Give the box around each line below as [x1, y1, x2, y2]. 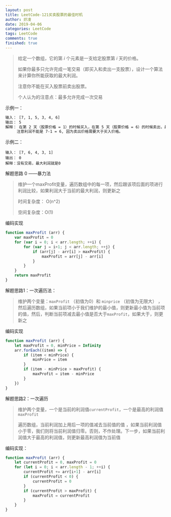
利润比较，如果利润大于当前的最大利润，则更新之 [17, 188, 121, 194]
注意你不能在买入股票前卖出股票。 [17, 83, 90, 89]
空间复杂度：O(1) [17, 209, 53, 215]
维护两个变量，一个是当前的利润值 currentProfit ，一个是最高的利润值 [17, 406, 164, 412]
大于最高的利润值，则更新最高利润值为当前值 [26, 434, 121, 440]
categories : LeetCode [5, 26, 51, 32]
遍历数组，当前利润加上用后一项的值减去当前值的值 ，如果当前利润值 [17, 421, 162, 427]
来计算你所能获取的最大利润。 [17, 72, 80, 78]
